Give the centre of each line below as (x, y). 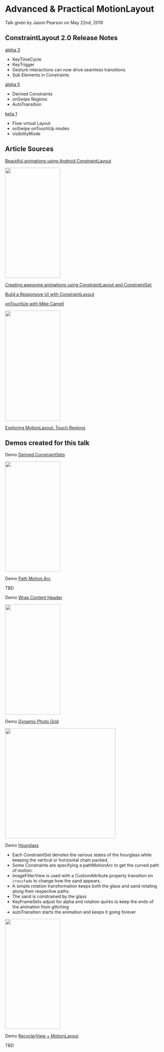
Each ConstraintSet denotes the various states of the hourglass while (82, 855)
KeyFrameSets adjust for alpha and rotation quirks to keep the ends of (83, 902)
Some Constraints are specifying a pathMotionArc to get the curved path (85, 865)
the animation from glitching (41, 907)
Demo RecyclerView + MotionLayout (42, 1036)
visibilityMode (26, 134)
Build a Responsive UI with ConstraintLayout (50, 294)
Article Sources (29, 149)
